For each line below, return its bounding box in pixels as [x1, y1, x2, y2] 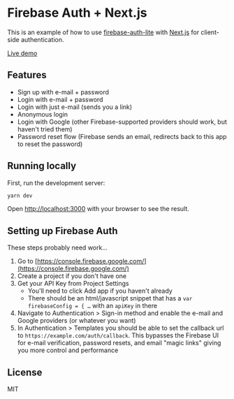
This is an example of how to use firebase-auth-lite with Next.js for [7, 28, 200, 36]
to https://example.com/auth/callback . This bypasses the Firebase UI [17, 331, 219, 340]
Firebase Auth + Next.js [7, 5, 147, 21]
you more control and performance [17, 346, 119, 354]
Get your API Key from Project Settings [17, 280, 129, 288]
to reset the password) [17, 140, 83, 148]
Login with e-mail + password [17, 95, 103, 103]
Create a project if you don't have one [17, 272, 127, 280]
